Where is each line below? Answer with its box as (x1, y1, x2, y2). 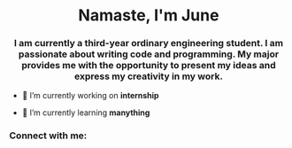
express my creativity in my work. (73, 70, 224, 82)
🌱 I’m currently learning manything (21, 107, 150, 118)
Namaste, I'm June (78, 5, 219, 26)
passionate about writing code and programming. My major (18, 48, 280, 60)
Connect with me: (9, 129, 88, 142)
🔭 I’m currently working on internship (21, 90, 159, 101)
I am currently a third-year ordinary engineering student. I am (13, 37, 284, 50)
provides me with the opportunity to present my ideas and (21, 59, 276, 72)
